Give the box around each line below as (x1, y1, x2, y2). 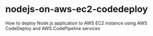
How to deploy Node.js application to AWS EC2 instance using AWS (5, 20, 148, 26)
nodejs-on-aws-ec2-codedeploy (5, 3, 148, 15)
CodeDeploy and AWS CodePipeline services (5, 25, 100, 31)
